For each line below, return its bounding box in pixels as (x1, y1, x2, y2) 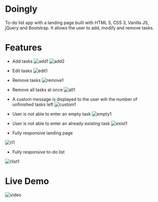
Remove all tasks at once (12, 87, 63, 93)
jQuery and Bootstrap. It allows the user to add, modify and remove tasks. (5, 25, 154, 30)
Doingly (5, 3, 38, 15)
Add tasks (12, 58, 33, 64)
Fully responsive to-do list (12, 149, 65, 155)
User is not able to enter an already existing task (12, 120, 110, 126)
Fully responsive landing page (12, 130, 73, 136)
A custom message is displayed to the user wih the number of (12, 96, 137, 102)
